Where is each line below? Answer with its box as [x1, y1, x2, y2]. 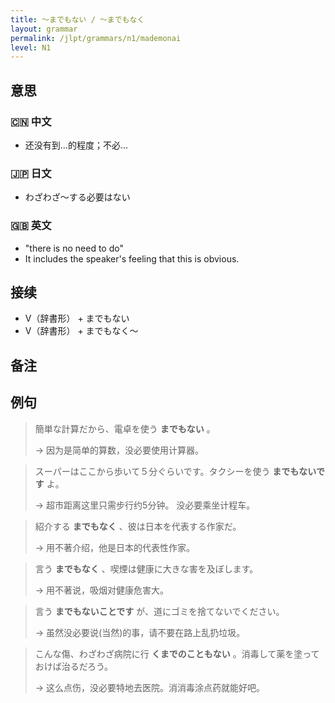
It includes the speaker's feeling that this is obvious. [24, 252, 240, 265]
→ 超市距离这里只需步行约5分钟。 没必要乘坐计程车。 [34, 499, 256, 511]
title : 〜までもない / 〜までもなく [10, 14, 145, 25]
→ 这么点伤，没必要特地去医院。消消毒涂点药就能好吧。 [34, 681, 266, 693]
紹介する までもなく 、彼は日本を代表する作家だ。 [34, 520, 242, 532]
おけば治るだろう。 [34, 660, 114, 672]
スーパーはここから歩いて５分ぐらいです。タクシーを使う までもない [34, 465, 317, 477]
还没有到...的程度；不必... [24, 139, 128, 151]
